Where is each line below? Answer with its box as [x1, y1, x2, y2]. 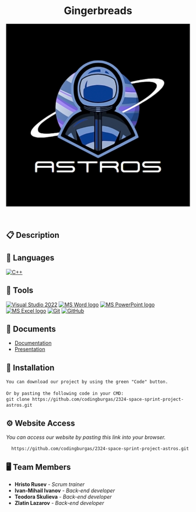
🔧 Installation [6, 362, 55, 372]
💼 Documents [6, 324, 57, 334]
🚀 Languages [6, 253, 54, 263]
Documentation [14, 340, 52, 347]
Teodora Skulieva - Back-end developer [14, 493, 112, 500]
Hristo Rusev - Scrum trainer [14, 480, 85, 487]
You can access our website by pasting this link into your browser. [6, 434, 166, 441]
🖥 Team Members [6, 462, 71, 472]
